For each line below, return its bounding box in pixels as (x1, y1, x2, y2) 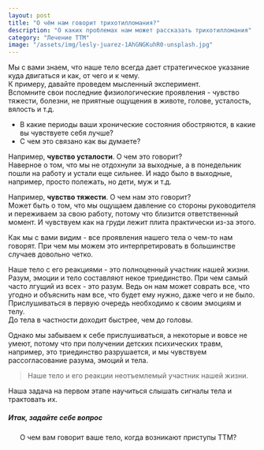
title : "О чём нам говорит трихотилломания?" (8, 19, 160, 27)
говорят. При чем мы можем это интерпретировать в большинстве (8, 242, 236, 251)
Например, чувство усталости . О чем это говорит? (8, 152, 183, 162)
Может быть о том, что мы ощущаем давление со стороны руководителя (8, 201, 256, 210)
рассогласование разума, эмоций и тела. (8, 356, 148, 366)
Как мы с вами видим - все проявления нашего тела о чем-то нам (8, 233, 233, 242)
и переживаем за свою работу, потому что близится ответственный (8, 209, 239, 219)
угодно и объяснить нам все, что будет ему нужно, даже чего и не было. (8, 290, 255, 300)
